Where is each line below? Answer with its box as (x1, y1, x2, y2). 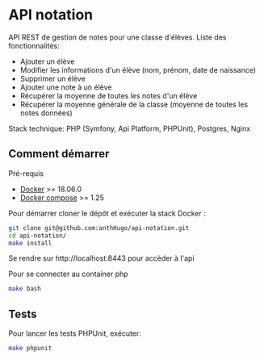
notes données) (19, 107, 73, 118)
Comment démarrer (8, 147, 110, 161)
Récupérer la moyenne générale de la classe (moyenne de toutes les (19, 99, 249, 109)
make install (8, 239, 52, 247)
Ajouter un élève (19, 57, 75, 66)
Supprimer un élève (19, 73, 86, 83)
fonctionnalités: (8, 40, 61, 50)
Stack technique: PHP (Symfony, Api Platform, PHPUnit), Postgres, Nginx (8, 123, 251, 133)
